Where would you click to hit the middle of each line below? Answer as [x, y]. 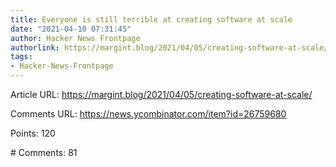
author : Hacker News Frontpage [75, 38]
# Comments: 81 [44, 152]
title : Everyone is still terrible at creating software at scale [151, 19]
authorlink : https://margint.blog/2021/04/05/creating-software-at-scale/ [169, 47]
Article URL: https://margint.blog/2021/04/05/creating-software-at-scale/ [161, 94]
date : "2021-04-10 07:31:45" [71, 29]
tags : [21, 57]
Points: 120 [33, 133]
